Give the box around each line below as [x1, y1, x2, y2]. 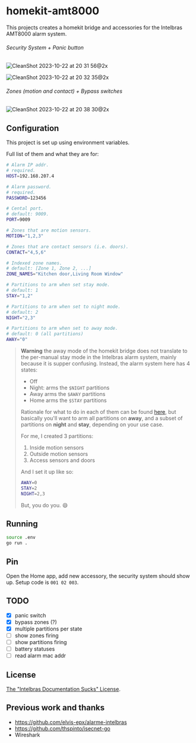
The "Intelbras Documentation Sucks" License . [6, 686, 121, 693]
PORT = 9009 [6, 217, 31, 223]
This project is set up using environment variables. [6, 139, 129, 146]
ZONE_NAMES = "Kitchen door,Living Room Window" [6, 271, 124, 277]
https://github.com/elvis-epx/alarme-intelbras [14, 719, 127, 726]
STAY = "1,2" [6, 293, 33, 299]
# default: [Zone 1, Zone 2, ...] [6, 266, 92, 271]
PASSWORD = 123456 [6, 195, 46, 201]
